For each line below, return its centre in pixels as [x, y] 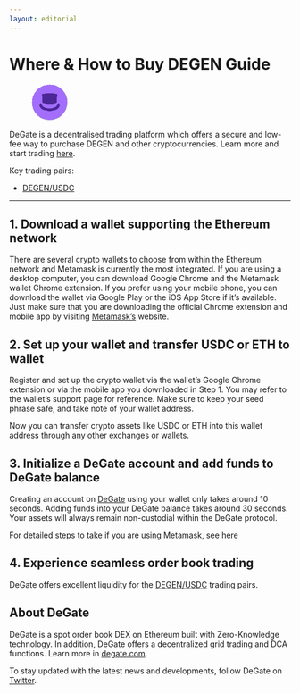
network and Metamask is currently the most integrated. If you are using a [146, 269]
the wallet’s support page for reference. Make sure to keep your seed [137, 399]
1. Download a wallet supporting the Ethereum [140, 224]
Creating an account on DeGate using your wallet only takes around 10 [139, 499]
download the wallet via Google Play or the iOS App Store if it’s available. [143, 297]
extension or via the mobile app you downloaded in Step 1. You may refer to [148, 389]
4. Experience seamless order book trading [132, 563]
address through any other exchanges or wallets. [100, 435]
